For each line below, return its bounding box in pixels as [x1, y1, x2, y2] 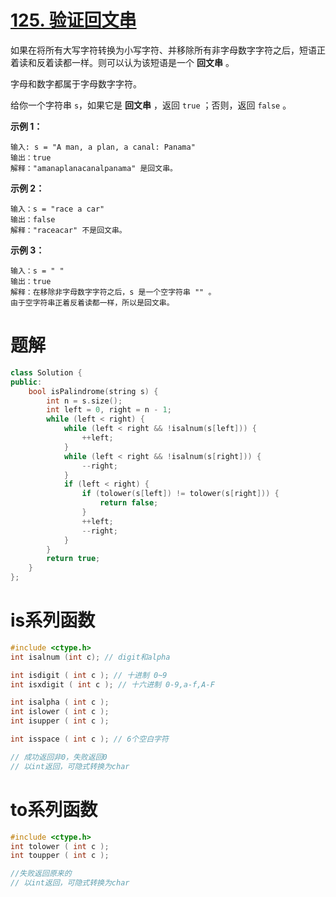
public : [10, 377, 43, 387]
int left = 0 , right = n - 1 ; [46, 405, 172, 415]
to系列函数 [10, 798, 98, 821]
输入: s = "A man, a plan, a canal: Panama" [10, 142, 196, 152]
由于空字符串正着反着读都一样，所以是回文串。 [10, 297, 175, 308]
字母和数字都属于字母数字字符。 [10, 77, 142, 90]
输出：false [10, 214, 56, 225]
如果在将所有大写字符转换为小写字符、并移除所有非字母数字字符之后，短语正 [10, 44, 326, 56]
